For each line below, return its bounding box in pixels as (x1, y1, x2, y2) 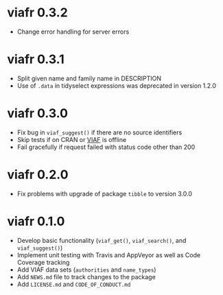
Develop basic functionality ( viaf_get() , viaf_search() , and (16, 236, 187, 244)
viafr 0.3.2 (7, 5, 69, 21)
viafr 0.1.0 (7, 213, 65, 229)
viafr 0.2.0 (7, 167, 69, 182)
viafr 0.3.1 (7, 51, 64, 67)
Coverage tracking (16, 258, 70, 266)
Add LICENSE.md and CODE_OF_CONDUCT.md (16, 280, 131, 288)
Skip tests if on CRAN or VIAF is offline (16, 135, 127, 143)
